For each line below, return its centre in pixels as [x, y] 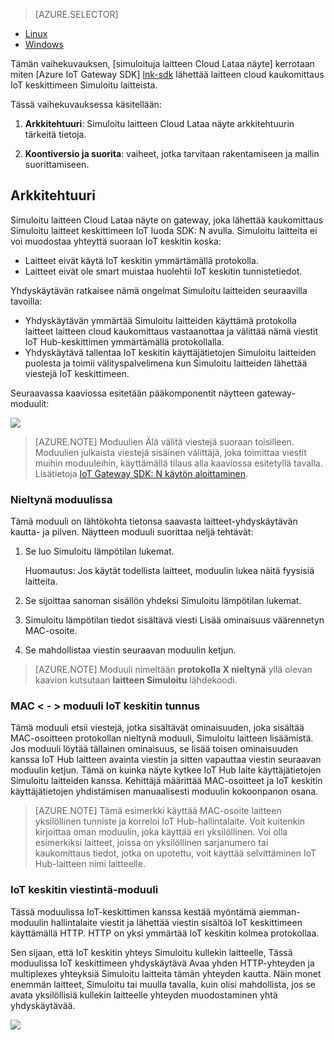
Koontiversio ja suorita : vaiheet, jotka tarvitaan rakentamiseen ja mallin [172, 153]
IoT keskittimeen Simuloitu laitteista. [84, 85]
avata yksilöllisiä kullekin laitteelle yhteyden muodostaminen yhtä [144, 995]
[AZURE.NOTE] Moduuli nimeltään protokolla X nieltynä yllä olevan [173, 670]
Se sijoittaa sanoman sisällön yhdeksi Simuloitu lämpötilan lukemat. [163, 601]
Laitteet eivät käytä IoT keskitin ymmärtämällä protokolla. [141, 260]
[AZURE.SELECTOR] [76, 14]
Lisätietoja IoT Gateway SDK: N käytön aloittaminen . [141, 473]
